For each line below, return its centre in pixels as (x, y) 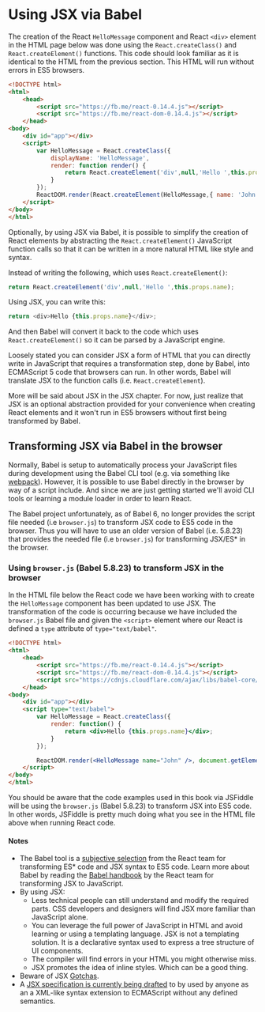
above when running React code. (62, 823)
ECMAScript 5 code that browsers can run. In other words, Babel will (119, 372)
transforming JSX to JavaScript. (71, 884)
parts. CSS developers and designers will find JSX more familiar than (144, 909)
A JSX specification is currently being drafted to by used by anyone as (134, 984)
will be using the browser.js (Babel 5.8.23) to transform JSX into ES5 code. (130, 806)
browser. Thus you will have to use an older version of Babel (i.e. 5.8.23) (125, 531)
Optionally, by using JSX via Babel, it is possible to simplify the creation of (128, 232)
